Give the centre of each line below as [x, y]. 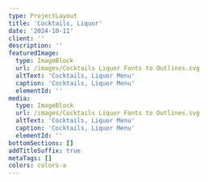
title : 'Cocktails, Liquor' [56, 23]
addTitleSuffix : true [45, 151]
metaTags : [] [30, 158]
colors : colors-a [37, 166]
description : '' [35, 46]
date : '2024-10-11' [41, 31]
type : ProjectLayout [43, 16]
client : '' [27, 38]
